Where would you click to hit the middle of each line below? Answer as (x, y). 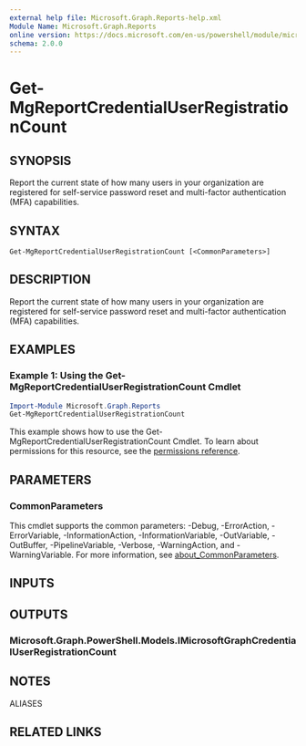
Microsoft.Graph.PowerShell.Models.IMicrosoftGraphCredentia (153, 640)
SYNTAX (35, 230)
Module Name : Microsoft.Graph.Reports (83, 26)
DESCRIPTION (50, 280)
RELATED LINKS (56, 732)
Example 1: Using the (56, 376)
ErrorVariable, (36, 535)
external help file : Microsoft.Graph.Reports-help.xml (116, 18)
